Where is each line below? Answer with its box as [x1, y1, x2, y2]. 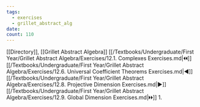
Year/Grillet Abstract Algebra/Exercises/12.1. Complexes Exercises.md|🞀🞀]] [6, 55, 192, 62]
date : [6, 26, 20, 32]
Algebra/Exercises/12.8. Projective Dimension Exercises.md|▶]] [6, 81, 167, 88]
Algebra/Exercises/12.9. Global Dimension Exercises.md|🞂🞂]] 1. [6, 94, 162, 101]
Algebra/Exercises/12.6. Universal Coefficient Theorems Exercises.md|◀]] [6, 68, 193, 75]
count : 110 [6, 32, 34, 38]
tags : [6, 9, 20, 15]
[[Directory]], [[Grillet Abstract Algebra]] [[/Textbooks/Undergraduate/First [6, 48, 194, 55]
